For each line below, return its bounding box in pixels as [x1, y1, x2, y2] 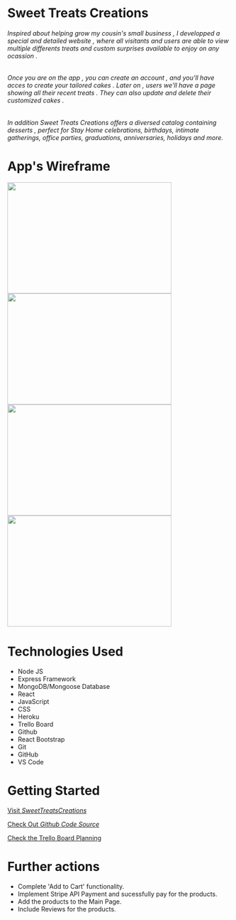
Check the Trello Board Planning [7, 833, 101, 842]
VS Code [17, 757, 44, 766]
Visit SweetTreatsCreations [7, 806, 87, 815]
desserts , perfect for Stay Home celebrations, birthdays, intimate [7, 126, 200, 134]
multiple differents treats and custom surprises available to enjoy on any [7, 44, 220, 53]
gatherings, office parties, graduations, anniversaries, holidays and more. [7, 134, 224, 141]
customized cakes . [7, 96, 64, 105]
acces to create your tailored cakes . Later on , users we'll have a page [7, 81, 216, 90]
